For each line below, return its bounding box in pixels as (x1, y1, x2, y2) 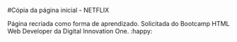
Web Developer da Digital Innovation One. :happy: (7, 27, 153, 35)
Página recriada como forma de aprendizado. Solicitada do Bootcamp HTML (7, 20, 230, 27)
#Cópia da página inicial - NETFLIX (7, 6, 110, 14)
